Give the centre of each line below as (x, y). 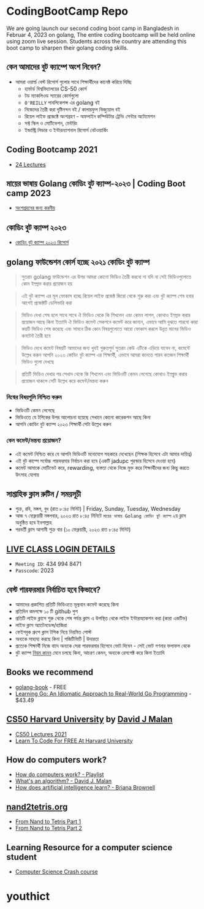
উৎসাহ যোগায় (27, 474)
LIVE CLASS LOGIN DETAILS (61, 549)
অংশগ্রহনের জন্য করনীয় (35, 208)
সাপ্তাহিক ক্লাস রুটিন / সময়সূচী (44, 494)
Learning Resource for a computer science (89, 847)
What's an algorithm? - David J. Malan (63, 781)
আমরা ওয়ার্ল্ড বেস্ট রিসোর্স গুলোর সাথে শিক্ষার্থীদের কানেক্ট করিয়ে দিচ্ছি (73, 81)
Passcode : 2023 (34, 570)
